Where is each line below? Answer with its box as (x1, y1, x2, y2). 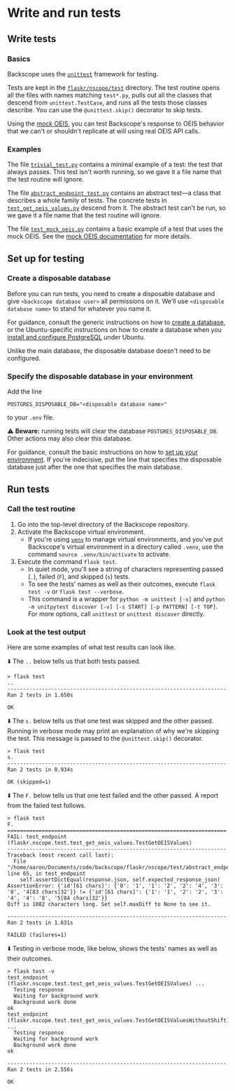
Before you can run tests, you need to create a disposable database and (7, 289, 215, 297)
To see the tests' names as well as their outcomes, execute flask (27, 580, 215, 588)
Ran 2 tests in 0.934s (7, 766, 73, 773)
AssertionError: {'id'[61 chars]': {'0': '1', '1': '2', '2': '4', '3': (7, 883, 224, 890)
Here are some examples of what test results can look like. (7, 643, 176, 652)
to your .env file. (7, 413, 55, 422)
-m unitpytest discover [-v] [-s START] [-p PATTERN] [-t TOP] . (27, 602, 218, 610)
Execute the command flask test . (17, 557, 117, 565)
